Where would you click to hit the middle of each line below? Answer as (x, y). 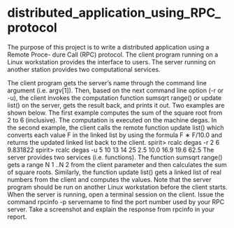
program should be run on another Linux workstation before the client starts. (117, 187)
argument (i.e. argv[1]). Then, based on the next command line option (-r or (116, 90)
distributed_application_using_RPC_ (114, 13)
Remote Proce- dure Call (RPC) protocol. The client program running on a (113, 55)
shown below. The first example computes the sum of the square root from (115, 113)
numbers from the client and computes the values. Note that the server (109, 179)
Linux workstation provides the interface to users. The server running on (111, 62)
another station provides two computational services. (84, 69)
